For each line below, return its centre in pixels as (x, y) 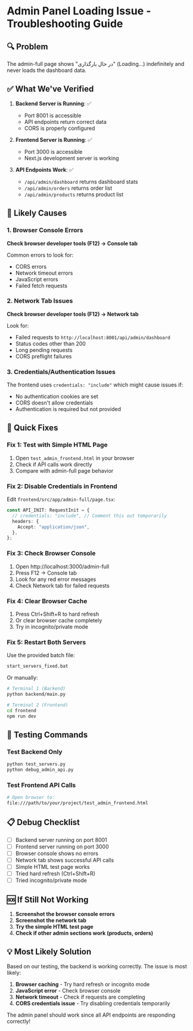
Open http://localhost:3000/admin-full (62, 566)
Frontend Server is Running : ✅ (54, 139)
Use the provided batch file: (41, 655)
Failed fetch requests (41, 285)
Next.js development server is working (71, 158)
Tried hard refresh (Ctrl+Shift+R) (55, 874)
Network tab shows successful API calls (65, 860)
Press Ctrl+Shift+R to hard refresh (57, 614)
